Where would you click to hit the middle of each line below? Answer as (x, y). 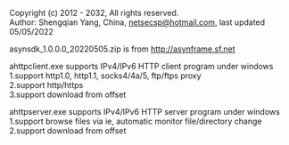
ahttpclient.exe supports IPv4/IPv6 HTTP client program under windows (141, 66)
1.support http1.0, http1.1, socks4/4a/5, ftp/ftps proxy (106, 76)
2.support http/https (46, 85)
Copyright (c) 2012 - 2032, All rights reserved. (94, 13)
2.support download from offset (68, 131)
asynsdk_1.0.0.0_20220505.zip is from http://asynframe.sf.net (122, 49)
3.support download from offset (68, 94)
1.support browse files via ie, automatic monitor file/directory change (136, 121)
